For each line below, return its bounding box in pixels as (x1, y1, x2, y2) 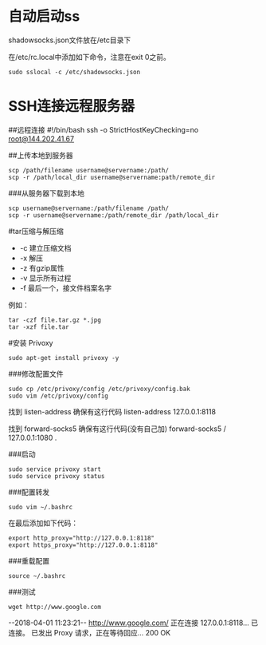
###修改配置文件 (8, 369, 64, 378)
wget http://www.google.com (8, 603, 102, 611)
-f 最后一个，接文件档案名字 (19, 283, 112, 292)
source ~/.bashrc (8, 572, 66, 580)
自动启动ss (8, 7, 80, 26)
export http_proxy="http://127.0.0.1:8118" (8, 534, 155, 542)
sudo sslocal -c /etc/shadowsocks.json (8, 68, 141, 76)
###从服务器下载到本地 (8, 188, 85, 198)
